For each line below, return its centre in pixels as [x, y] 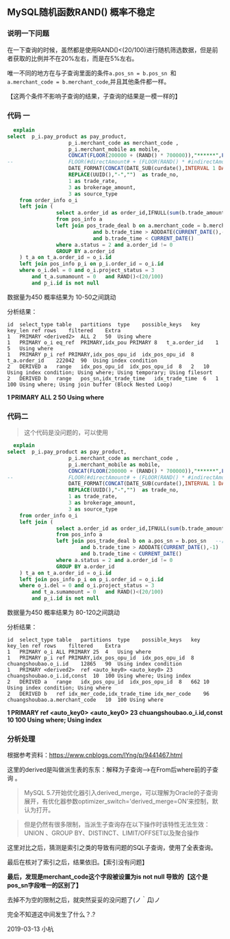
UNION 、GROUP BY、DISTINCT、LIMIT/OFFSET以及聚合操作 [112, 833]
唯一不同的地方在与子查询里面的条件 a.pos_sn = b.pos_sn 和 [92, 73]
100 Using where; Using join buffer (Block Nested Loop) [90, 385]
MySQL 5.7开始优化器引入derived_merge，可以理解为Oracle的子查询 [120, 793]
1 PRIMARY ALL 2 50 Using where [56, 397]
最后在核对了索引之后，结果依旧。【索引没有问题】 [78, 862]
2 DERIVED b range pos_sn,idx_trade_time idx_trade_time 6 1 [113, 378]
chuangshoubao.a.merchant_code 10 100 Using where [86, 700]
